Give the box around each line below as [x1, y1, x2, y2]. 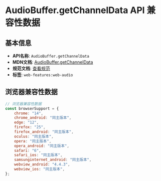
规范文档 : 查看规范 [12, 66, 50, 71]
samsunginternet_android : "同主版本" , [14, 157, 92, 162]
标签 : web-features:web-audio [12, 72, 73, 78]
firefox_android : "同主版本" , [14, 129, 74, 134]
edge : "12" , [14, 120, 39, 125]
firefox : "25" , [14, 125, 46, 130]
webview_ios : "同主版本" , [14, 166, 65, 172]
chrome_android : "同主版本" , [14, 115, 72, 120]
